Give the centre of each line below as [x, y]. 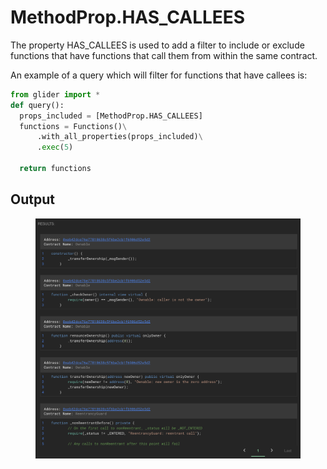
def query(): [37, 105]
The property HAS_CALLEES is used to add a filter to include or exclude [157, 45]
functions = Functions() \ [73, 126]
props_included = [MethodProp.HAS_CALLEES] [111, 116]
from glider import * [55, 94]
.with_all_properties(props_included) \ [119, 137]
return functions [55, 169]
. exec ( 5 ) [55, 147]
